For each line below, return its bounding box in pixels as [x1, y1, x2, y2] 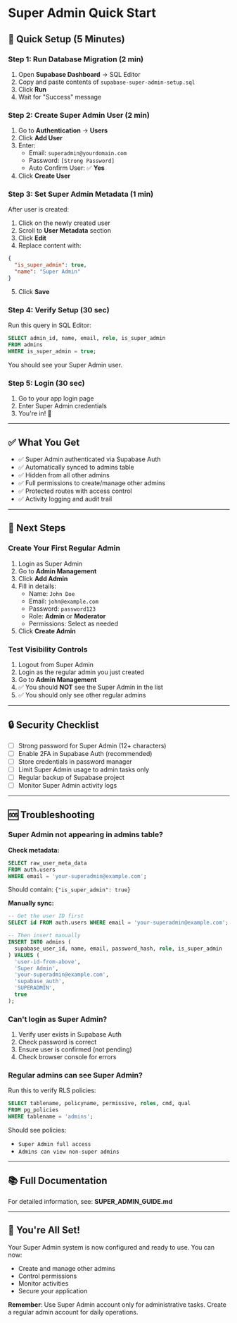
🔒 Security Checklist [8, 719, 99, 731]
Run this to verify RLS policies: [8, 1086, 96, 1095]
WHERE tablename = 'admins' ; [8, 1113, 94, 1121]
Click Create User [18, 171, 71, 181]
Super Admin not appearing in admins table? [8, 830, 164, 840]
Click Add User [18, 134, 63, 142]
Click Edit [18, 234, 46, 243]
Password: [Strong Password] [28, 157, 115, 165]
